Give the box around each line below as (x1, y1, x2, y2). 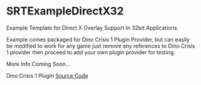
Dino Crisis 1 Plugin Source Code (6, 72, 88, 79)
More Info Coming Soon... (6, 60, 71, 68)
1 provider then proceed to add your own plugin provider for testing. (6, 48, 176, 55)
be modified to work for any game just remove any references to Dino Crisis (6, 42, 196, 49)
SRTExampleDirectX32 (6, 4, 124, 18)
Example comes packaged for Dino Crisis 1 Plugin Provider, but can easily (6, 36, 190, 43)
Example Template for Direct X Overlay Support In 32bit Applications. (6, 24, 179, 31)
